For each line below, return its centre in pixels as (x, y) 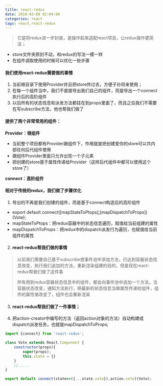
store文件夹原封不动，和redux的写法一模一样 (57, 54)
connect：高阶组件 (24, 178)
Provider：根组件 (23, 133)
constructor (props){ (35, 347)
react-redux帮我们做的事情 (40, 248)
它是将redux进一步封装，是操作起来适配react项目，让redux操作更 (83, 38)
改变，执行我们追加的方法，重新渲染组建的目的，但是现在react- (85, 266)
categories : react (24, 19)
